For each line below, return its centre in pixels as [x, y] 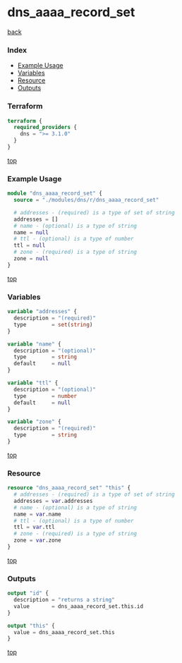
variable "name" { [34, 344]
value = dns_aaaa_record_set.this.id [78, 606]
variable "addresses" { [42, 312]
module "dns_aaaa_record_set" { [55, 194]
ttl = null [30, 245]
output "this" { [31, 626]
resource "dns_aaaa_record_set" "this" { [69, 488]
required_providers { [45, 128]
